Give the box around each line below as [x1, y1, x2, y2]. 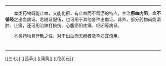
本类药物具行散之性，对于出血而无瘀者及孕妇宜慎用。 [14, 33, 122, 39]
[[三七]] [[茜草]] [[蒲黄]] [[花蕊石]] [5, 56, 73, 62]
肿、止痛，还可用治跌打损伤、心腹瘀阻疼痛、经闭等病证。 [5, 22, 122, 28]
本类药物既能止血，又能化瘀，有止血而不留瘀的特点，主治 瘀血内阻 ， [14, 10, 152, 16]
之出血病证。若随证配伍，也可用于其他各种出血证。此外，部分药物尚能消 [14, 17, 161, 22]
